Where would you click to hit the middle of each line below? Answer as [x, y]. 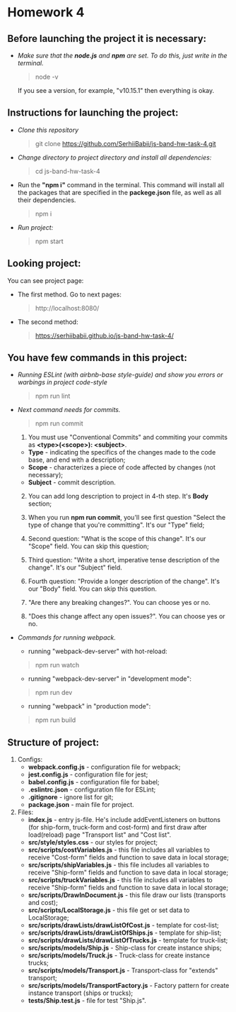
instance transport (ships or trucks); [81, 993]
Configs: [30, 760]
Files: [25, 812]
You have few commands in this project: [97, 358]
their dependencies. [47, 200]
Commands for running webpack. [67, 638]
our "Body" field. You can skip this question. [93, 589]
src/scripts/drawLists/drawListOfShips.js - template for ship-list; [125, 933]
